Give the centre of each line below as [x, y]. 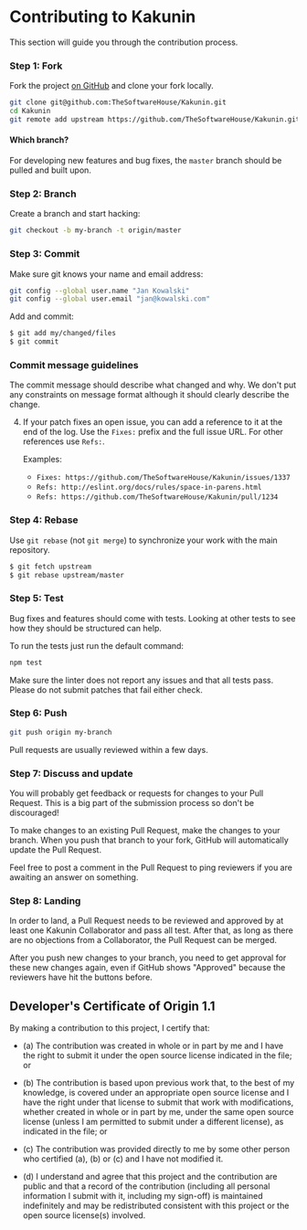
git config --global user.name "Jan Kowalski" [100, 291]
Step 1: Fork [36, 66]
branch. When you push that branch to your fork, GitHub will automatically [149, 840]
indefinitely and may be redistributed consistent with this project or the [156, 1206]
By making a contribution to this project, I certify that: [110, 1028]
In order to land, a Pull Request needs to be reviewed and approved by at [147, 921]
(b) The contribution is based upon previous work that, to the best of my [159, 1083]
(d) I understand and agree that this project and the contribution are [150, 1177]
